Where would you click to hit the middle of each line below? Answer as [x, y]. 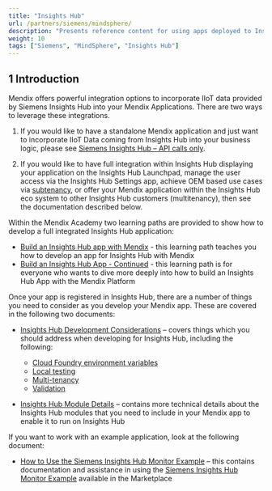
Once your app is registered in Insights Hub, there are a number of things [130, 297]
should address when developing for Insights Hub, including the [126, 338]
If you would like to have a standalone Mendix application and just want [139, 131]
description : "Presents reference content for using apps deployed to [130, 31]
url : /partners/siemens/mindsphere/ [70, 23]
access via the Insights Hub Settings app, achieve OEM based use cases [141, 181]
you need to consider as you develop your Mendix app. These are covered [133, 305]
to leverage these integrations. [59, 115]
